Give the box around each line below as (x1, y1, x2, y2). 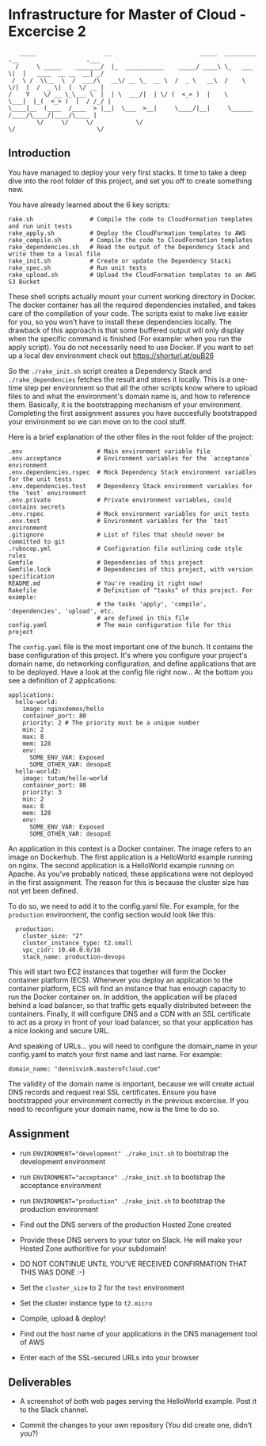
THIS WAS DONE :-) (19, 1267, 85, 1277)
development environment (19, 1156, 106, 1166)
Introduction (8, 147, 71, 160)
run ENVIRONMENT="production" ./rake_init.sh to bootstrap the (19, 1196, 226, 1206)
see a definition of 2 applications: (8, 675, 117, 685)
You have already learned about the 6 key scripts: (8, 200, 170, 210)
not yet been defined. (8, 886, 78, 895)
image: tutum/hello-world (22, 774, 108, 783)
